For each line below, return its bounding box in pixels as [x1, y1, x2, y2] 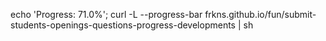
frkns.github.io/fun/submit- [204, 9, 317, 20]
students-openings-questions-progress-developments [10, 19, 236, 31]
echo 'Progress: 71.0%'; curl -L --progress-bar [10, 9, 203, 20]
